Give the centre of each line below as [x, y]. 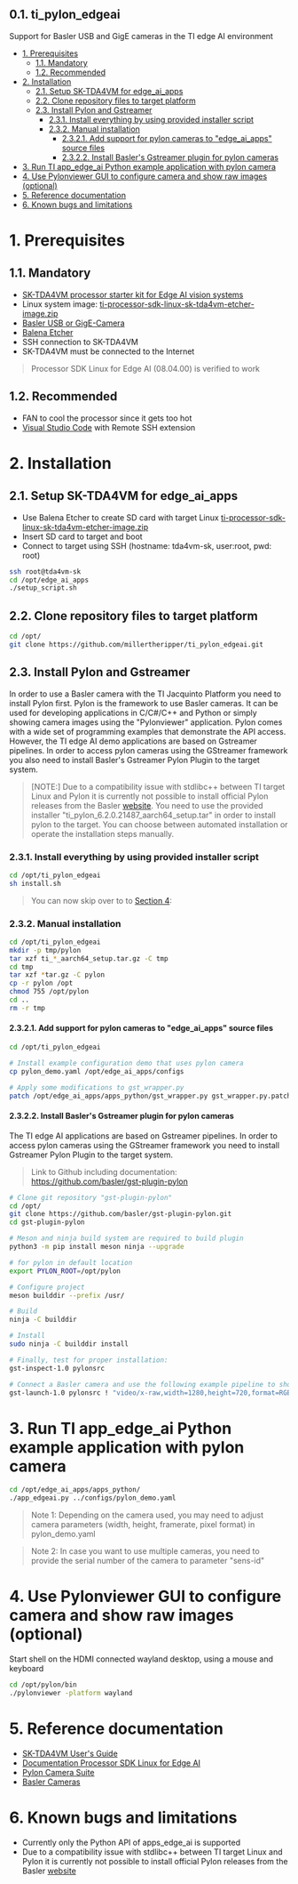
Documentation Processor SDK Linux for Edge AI [111, 1763]
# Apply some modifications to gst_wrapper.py [97, 1087]
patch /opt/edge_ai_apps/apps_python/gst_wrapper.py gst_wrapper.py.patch [150, 1096]
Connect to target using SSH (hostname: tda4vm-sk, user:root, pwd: [147, 545]
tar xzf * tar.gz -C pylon [57, 975]
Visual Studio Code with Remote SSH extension [109, 427]
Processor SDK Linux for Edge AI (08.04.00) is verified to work [145, 368]
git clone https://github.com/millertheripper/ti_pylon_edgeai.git [137, 644]
